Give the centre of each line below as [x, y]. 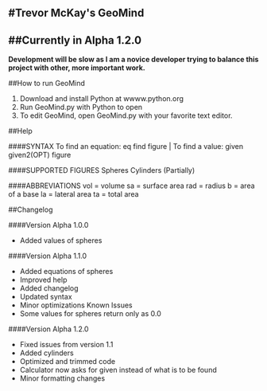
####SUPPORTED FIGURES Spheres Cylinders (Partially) [102, 170]
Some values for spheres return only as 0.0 [90, 314]
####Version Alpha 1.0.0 [48, 225]
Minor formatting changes [62, 378]
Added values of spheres [61, 240]
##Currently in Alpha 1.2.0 [75, 40]
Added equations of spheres [66, 272]
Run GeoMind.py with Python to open [81, 108]
